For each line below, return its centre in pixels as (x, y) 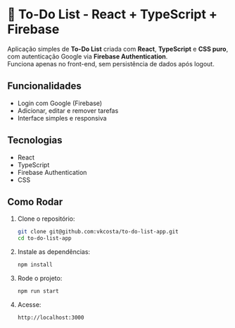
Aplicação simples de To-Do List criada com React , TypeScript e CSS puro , (118, 49)
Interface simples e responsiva (62, 118)
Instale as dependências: (53, 252)
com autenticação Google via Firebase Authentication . (88, 56)
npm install (35, 265)
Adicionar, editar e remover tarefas (68, 110)
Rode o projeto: (40, 278)
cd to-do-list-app (44, 238)
